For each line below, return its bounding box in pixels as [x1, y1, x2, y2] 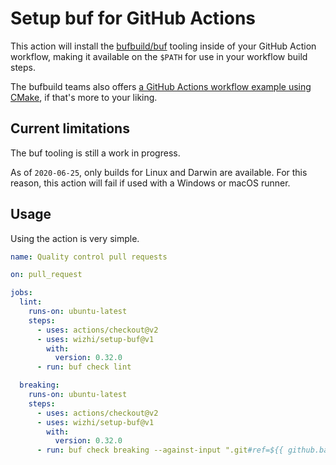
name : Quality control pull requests [10, 252, 168, 262]
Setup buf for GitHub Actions [10, 7, 256, 30]
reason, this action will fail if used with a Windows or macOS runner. [10, 177, 291, 189]
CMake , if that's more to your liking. [10, 91, 158, 103]
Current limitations [10, 120, 130, 137]
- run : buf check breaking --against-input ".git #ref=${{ [36, 445, 284, 456]
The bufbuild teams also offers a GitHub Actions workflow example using [10, 80, 312, 92]
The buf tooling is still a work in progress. [10, 147, 181, 159]
